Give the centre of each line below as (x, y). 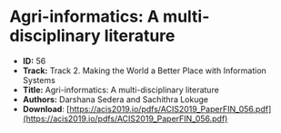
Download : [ (46, 109)
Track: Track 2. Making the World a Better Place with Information (144, 71)
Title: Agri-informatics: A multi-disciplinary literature (121, 90)
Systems (39, 80)
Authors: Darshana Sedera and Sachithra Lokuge (115, 99)
